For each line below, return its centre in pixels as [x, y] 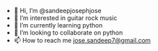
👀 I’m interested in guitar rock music [65, 18]
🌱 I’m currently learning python [58, 25]
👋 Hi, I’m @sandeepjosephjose [58, 11]
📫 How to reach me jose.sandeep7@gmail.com [82, 40]
